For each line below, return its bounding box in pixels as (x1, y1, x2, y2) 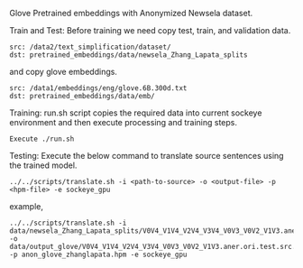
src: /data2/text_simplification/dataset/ (9, 42, 171, 51)
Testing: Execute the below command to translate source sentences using (9, 151, 284, 161)
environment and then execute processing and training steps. (9, 117, 237, 127)
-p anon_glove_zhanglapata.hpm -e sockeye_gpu (9, 250, 188, 259)
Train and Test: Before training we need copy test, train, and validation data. (9, 25, 291, 35)
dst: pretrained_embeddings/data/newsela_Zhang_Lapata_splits (9, 51, 248, 60)
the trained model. (9, 160, 78, 171)
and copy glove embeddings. (9, 67, 117, 77)
